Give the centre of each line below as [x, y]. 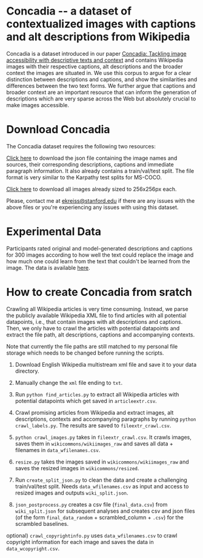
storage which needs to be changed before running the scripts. [85, 353]
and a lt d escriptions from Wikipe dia [98, 37]
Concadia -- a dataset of [69, 11]
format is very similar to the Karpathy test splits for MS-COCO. [84, 177]
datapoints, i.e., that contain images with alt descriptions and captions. [95, 321]
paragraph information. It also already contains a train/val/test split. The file [100, 171]
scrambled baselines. [42, 524]
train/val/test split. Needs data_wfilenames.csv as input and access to [102, 486]
